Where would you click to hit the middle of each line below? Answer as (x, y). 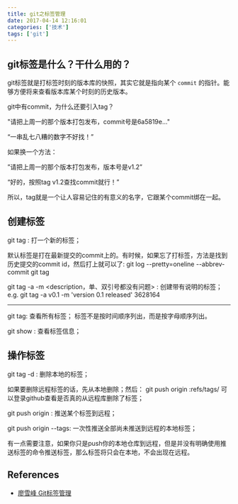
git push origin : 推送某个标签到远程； (62, 413)
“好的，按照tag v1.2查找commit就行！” (63, 182)
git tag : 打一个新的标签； (44, 240)
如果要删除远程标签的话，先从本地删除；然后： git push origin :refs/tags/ (113, 389)
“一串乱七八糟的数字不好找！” (51, 137)
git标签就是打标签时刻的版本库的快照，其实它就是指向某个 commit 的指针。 (115, 83)
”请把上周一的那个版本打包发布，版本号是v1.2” (75, 167)
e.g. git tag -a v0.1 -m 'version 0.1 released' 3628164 (84, 295)
